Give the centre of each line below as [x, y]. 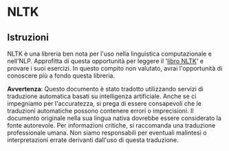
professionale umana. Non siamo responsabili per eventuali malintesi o [107, 132]
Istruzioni [28, 37]
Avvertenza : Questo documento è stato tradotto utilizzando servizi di [106, 89]
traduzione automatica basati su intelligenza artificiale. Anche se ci [102, 96]
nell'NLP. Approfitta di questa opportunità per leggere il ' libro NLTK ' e [106, 61]
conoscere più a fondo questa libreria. [61, 75]
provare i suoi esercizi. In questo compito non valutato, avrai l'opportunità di [115, 68]
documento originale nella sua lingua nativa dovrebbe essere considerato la [114, 118]
